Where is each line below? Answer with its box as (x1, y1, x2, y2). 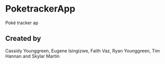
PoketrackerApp (5, 3, 76, 15)
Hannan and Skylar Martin (5, 53, 60, 59)
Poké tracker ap (5, 20, 39, 26)
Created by (5, 34, 42, 43)
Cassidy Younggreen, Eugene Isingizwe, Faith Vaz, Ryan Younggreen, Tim (5, 47, 160, 53)
